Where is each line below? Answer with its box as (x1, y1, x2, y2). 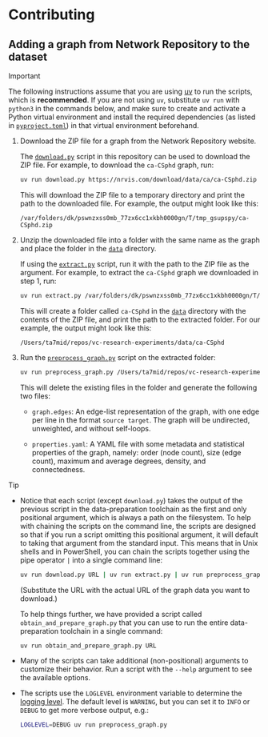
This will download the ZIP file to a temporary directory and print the (19, 190, 246, 199)
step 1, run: (19, 276, 57, 286)
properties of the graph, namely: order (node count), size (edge (31, 447, 242, 457)
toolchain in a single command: (59, 626, 163, 635)
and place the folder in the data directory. (19, 243, 157, 253)
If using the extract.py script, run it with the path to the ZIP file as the (19, 258, 250, 269)
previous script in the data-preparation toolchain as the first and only (19, 504, 247, 514)
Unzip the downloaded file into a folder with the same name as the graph (19, 234, 260, 245)
